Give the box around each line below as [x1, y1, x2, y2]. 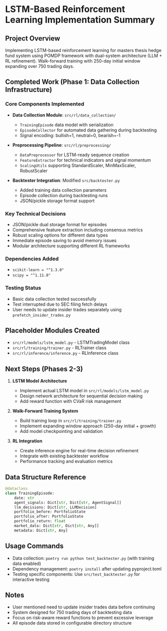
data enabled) [12, 560, 41, 566]
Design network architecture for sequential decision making [19, 393, 143, 399]
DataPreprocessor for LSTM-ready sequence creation [19, 152, 130, 158]
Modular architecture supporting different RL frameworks [12, 243, 130, 249]
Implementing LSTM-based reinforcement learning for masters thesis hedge [5, 48, 162, 53]
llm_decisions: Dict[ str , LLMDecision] [14, 504, 97, 510]
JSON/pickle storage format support [19, 198, 95, 204]
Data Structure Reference [5, 473, 86, 481]
